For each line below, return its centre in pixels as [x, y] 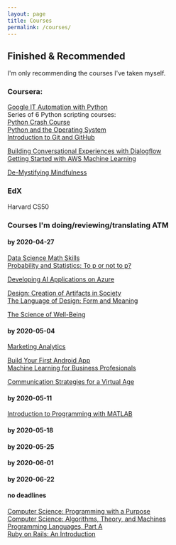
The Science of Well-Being [46, 314]
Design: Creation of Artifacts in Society [65, 293]
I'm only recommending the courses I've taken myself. [87, 73]
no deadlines [27, 495]
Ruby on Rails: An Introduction [51, 534]
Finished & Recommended [66, 56]
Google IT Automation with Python [57, 107]
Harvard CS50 [28, 207]
